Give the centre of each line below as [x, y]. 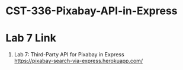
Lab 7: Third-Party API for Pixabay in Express [69, 55]
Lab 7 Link [31, 38]
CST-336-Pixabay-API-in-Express [92, 11]
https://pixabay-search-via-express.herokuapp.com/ [78, 61]
